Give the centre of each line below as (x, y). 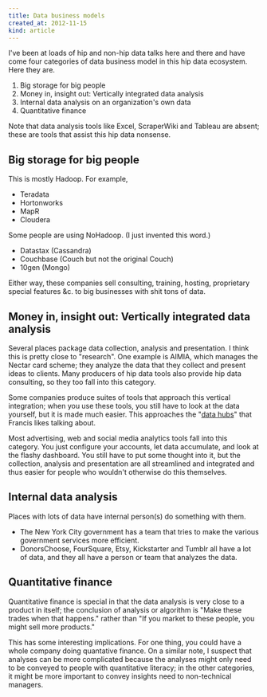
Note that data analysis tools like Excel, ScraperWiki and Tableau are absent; (134, 126)
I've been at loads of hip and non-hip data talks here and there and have (127, 53)
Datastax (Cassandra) (55, 251)
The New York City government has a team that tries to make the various (139, 531)
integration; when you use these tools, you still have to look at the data (124, 406)
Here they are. (32, 70)
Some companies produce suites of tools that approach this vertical (120, 397)
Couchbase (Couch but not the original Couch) (96, 259)
